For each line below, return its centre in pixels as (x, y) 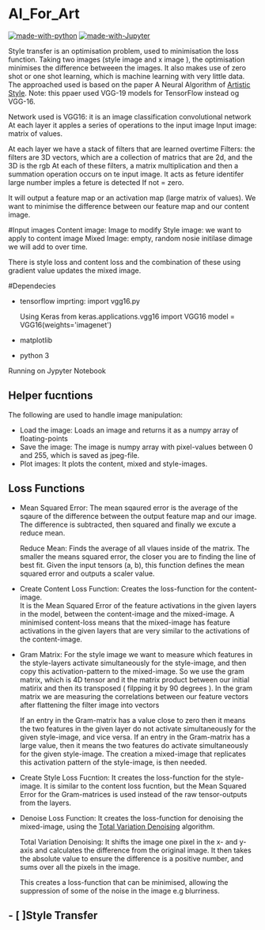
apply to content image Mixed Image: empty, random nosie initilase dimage (131, 238)
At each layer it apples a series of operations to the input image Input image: (132, 125)
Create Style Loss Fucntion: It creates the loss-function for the (121, 777)
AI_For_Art (44, 14)
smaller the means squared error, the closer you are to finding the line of (138, 556)
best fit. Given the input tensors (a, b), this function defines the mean (132, 565)
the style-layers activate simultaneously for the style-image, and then (133, 663)
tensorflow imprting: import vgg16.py (80, 301)
